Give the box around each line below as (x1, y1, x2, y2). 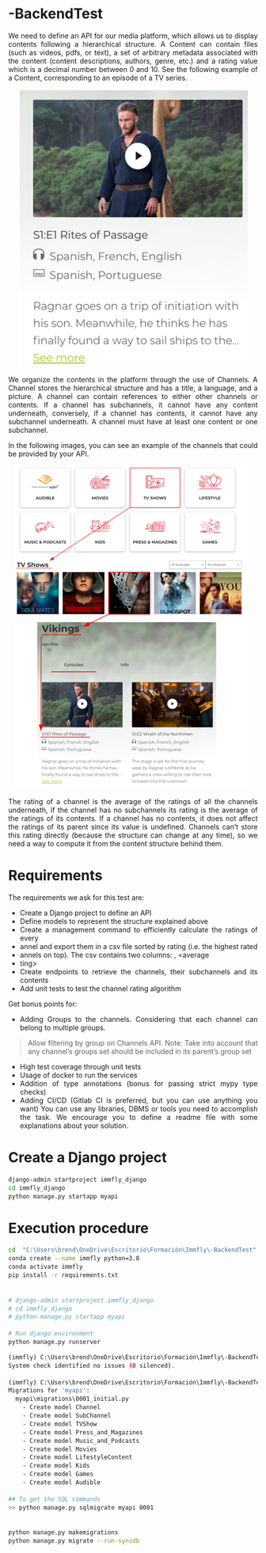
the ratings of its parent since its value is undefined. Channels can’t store (8, 822, 258, 831)
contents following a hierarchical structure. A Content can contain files (8, 39, 258, 48)
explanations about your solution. (19, 1121, 129, 1130)
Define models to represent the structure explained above (19, 916, 208, 926)
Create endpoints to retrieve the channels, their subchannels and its (19, 966, 258, 976)
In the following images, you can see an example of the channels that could (8, 440, 258, 450)
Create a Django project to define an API (19, 908, 152, 917)
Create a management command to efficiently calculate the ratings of (19, 925, 258, 934)
